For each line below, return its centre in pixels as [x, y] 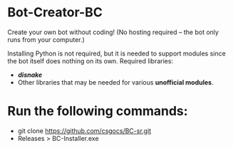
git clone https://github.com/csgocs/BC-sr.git [84, 131]
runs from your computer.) [46, 39]
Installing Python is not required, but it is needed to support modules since [116, 53]
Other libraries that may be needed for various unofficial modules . [115, 82]
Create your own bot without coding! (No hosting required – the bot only [113, 32]
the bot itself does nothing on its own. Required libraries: [90, 60]
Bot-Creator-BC [55, 12]
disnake [30, 75]
